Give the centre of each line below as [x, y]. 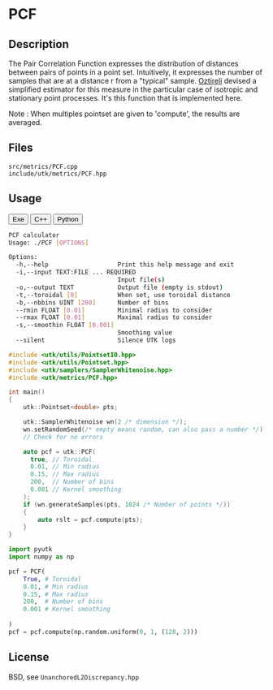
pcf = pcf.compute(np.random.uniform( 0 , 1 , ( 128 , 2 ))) [103, 632]
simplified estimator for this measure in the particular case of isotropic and [133, 89]
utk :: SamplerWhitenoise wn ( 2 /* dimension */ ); [105, 422]
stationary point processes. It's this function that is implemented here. [126, 98]
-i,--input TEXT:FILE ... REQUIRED [76, 273]
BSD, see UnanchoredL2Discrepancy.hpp [74, 677]
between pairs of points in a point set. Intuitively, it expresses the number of [135, 72]
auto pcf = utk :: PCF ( [59, 451]
